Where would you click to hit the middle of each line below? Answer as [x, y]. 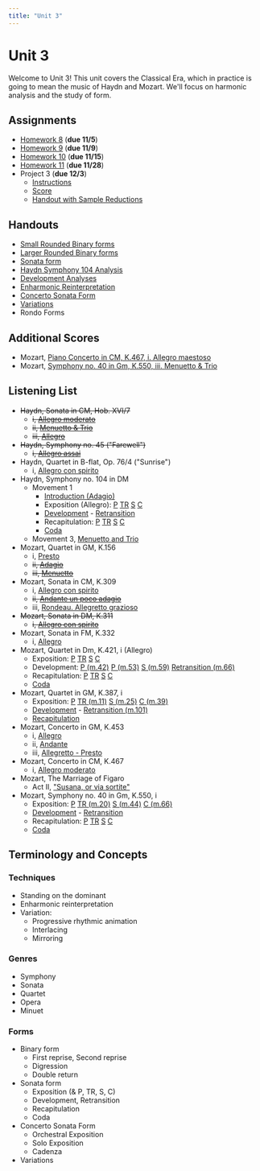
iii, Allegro [49, 436]
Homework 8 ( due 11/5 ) [59, 140]
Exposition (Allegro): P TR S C [93, 505]
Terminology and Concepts [78, 855]
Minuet [32, 1010]
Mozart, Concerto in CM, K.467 [72, 761]
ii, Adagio [47, 564]
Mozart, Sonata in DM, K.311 [66, 616]
